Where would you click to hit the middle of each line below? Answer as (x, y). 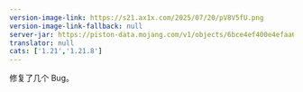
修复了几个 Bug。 (41, 78)
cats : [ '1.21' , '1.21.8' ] (56, 51)
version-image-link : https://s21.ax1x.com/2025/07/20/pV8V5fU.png (137, 18)
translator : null (42, 43)
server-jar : (32, 34)
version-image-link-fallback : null (76, 26)
